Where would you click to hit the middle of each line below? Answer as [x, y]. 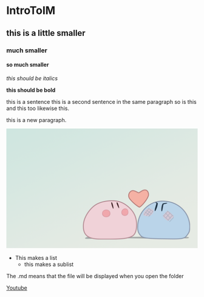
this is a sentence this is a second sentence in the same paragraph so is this [101, 101]
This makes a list [36, 258]
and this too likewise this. [38, 108]
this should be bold [31, 90]
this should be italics [32, 78]
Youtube [17, 288]
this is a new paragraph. [36, 120]
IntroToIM [31, 11]
